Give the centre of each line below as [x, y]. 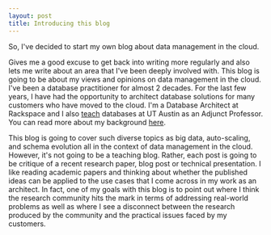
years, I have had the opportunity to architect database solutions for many [132, 96]
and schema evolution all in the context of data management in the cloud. [131, 146]
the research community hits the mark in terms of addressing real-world [129, 198]
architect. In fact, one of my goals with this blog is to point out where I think [134, 189]
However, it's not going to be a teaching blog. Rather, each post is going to [133, 155]
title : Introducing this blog [59, 23]
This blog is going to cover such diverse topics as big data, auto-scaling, [129, 137]
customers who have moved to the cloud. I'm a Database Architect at [123, 105]
